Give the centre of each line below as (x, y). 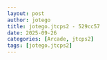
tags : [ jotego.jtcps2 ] (40, 46)
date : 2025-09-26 (32, 33)
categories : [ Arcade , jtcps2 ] (51, 39)
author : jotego (29, 20)
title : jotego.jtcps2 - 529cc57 (53, 26)
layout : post (26, 13)
